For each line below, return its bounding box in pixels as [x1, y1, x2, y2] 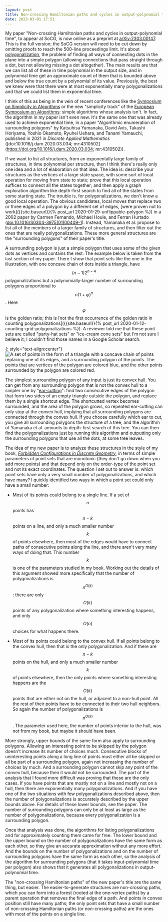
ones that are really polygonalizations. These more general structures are [5, 230, 156, 236]
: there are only [12, 592, 44, 598]
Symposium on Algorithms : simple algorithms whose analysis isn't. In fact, [5, 109, 158, 115]
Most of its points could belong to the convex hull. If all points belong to [12, 638, 160, 644]
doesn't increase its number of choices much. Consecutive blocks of [5, 748, 147, 754]
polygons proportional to [5, 283, 56, 289]
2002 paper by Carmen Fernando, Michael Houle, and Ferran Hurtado [5, 214, 149, 220]
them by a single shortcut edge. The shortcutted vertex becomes [5, 398, 139, 404]
